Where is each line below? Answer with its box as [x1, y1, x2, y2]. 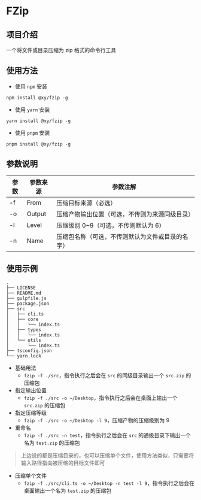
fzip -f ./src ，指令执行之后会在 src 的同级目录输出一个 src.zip [23, 372, 185, 379]
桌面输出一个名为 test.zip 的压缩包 [23, 487, 112, 495]
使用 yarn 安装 [14, 106, 50, 113]
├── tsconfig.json [6, 348, 52, 354]
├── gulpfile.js [6, 295, 47, 302]
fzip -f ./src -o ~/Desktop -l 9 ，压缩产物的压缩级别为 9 [23, 417, 170, 424]
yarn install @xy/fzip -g [6, 118, 71, 124]
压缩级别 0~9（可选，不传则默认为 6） [56, 221, 166, 229]
